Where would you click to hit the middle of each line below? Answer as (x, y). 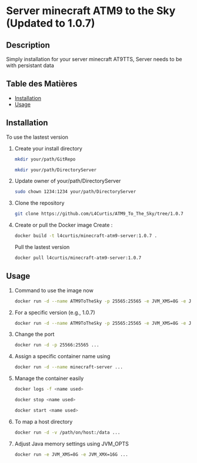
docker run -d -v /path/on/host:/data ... (67, 432)
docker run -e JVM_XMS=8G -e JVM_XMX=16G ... (71, 454)
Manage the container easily (49, 378)
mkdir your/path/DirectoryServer (56, 170)
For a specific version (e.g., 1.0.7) (55, 312)
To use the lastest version (37, 137)
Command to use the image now (54, 290)
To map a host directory (44, 421)
